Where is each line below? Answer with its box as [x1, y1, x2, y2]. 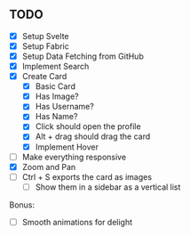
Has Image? [35, 91, 79, 102]
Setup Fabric [21, 40, 69, 52]
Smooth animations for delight [21, 216, 133, 227]
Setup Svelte [21, 30, 69, 41]
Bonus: [9, 199, 36, 210]
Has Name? [35, 111, 78, 122]
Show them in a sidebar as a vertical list [35, 182, 181, 192]
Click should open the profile [35, 121, 141, 132]
